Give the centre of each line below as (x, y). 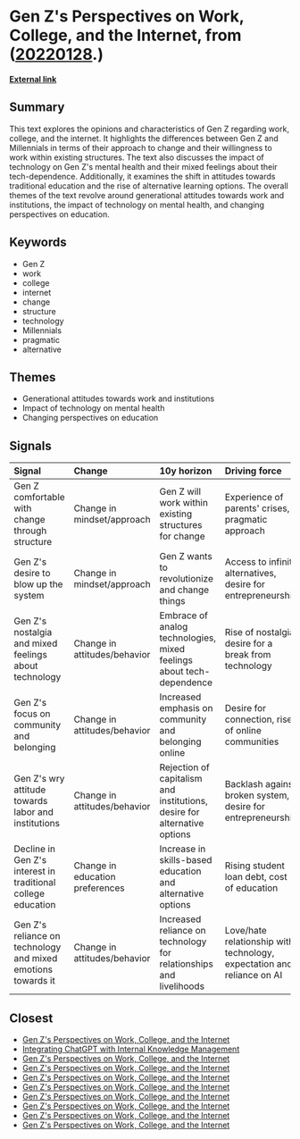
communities (252, 741)
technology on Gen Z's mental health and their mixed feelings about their (144, 166)
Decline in (35, 849)
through (30, 531)
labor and (33, 812)
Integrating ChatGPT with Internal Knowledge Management (131, 1049)
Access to (246, 562)
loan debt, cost (256, 877)
